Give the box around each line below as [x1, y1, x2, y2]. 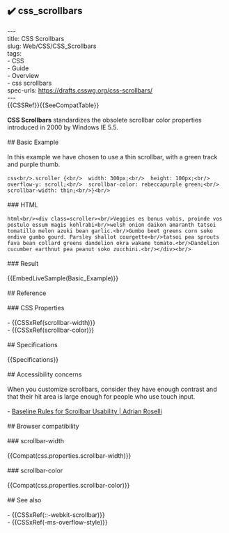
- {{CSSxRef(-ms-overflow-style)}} [7, 518, 108, 526]
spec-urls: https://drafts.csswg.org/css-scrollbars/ [7, 86, 153, 95]
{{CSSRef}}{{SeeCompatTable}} [7, 101, 100, 109]
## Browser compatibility [7, 422, 79, 430]
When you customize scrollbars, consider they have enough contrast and [7, 385, 217, 393]
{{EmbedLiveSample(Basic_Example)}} [7, 273, 119, 283]
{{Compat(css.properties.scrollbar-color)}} [7, 481, 130, 489]
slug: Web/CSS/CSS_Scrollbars [7, 42, 97, 50]
